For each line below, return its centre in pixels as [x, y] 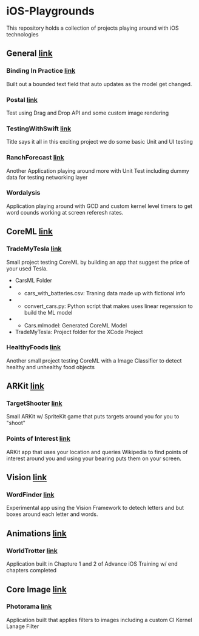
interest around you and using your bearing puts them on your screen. [94, 458]
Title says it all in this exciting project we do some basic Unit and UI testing [99, 142]
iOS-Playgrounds [51, 11]
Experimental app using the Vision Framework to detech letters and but [95, 508]
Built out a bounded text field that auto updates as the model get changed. [99, 84]
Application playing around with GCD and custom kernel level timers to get [99, 206]
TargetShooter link [34, 403]
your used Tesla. [27, 269]
